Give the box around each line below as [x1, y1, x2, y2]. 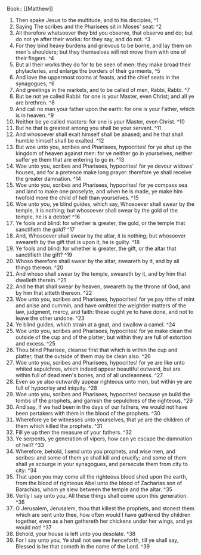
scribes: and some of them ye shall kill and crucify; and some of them [15, 454, 187, 461]
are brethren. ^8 [15, 99, 55, 106]
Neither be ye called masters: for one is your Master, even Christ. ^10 [15, 118, 185, 125]
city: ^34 [15, 467, 38, 474]
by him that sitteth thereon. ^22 [15, 289, 92, 296]
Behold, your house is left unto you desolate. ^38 [15, 531, 136, 537]
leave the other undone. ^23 [15, 314, 85, 322]
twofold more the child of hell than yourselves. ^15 [15, 194, 139, 201]
